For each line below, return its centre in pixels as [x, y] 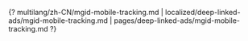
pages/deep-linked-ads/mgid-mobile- [177, 20]
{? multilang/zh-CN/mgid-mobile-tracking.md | [86, 12]
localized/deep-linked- [203, 12]
